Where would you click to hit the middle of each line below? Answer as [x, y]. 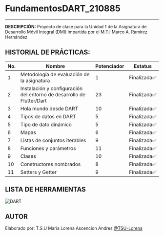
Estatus [143, 66]
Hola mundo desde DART [49, 108]
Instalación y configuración [51, 88]
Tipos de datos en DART [48, 116]
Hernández [16, 37]
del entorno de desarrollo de [53, 94]
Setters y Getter [39, 172]
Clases [28, 156]
